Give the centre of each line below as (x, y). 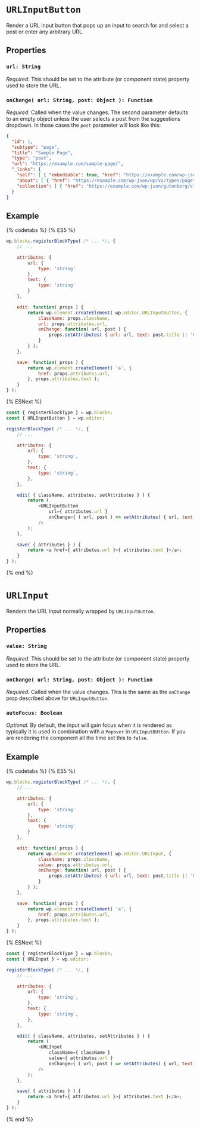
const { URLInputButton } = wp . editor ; (56, 418)
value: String (26, 646)
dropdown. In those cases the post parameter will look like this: (84, 125)
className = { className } (79, 1053)
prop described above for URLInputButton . (57, 698)
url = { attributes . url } (78, 512)
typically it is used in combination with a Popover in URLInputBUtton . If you (96, 732)
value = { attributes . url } (81, 1058)
